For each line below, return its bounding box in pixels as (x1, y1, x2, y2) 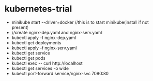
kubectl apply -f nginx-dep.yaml (11, 35, 76, 40)
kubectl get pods (11, 55, 46, 61)
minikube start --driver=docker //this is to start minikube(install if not (11, 19, 149, 25)
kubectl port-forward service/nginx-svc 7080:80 (11, 70, 109, 76)
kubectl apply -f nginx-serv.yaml (11, 45, 77, 51)
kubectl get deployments (11, 40, 61, 45)
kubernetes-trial (4, 3, 72, 14)
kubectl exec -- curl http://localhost (11, 60, 83, 66)
